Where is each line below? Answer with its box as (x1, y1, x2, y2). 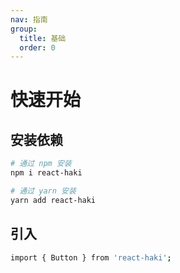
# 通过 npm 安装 (10, 159, 72, 169)
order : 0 (19, 42, 56, 53)
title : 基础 (19, 33, 67, 43)
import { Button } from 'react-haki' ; (10, 252, 172, 263)
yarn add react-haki (10, 195, 97, 205)
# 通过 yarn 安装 (10, 186, 77, 196)
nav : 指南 (10, 14, 48, 25)
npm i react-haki (10, 168, 83, 178)
